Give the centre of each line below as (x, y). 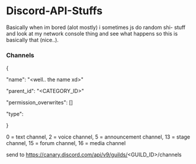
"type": (15, 114)
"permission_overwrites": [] (39, 102)
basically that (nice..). (33, 40)
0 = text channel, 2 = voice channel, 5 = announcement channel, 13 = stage (98, 137)
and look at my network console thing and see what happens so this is (92, 33)
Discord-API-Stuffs (54, 11)
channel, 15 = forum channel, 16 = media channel (66, 143)
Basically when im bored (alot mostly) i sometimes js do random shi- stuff (96, 27)
